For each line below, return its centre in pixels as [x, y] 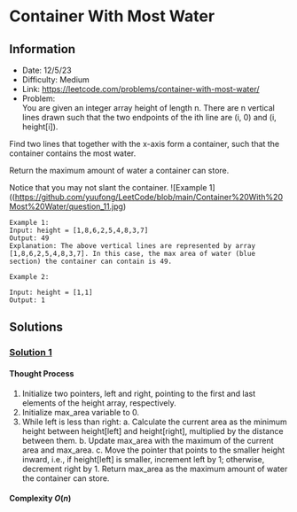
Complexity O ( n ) [40, 499]
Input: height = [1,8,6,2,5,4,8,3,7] [79, 230]
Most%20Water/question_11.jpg [66, 206]
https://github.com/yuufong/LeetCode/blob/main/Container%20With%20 [149, 197]
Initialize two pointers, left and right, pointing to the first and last [139, 393]
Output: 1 [27, 300]
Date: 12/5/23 [47, 70]
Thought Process [42, 373]
